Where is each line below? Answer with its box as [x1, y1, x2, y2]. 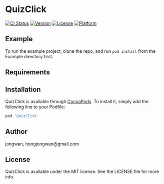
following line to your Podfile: [5, 104, 65, 110]
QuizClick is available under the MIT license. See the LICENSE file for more [5, 168, 159, 174]
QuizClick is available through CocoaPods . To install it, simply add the [5, 98, 149, 104]
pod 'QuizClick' [5, 113, 39, 119]
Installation [5, 85, 41, 94]
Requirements [5, 68, 50, 76]
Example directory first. [5, 53, 53, 59]
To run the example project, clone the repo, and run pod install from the [5, 48, 156, 54]
